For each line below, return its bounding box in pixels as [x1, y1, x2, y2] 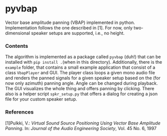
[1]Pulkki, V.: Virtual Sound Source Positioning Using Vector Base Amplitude [5, 120, 161, 126]
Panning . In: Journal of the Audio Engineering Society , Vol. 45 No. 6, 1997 [5, 125, 157, 131]
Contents [5, 42, 28, 49]
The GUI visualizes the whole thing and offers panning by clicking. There [5, 86, 155, 92]
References [5, 109, 34, 116]
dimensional [5, 30, 30, 36]
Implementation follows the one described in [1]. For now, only [5, 24, 133, 30]
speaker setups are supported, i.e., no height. [31, 30, 125, 36]
